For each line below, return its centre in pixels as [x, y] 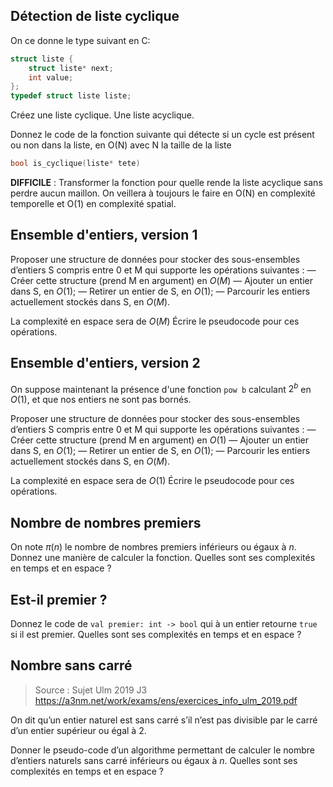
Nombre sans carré [71, 665]
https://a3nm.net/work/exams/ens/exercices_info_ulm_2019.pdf [166, 700]
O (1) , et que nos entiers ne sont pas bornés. [101, 400]
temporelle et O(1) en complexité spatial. [93, 204]
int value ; [51, 77]
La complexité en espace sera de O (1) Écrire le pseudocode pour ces [152, 481]
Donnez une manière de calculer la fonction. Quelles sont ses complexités [163, 558]
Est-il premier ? [59, 599]
